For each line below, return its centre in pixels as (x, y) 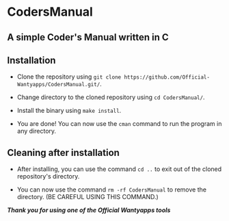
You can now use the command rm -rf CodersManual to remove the (112, 190)
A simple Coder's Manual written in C (88, 37)
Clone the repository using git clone (69, 77)
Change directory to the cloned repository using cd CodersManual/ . (111, 97)
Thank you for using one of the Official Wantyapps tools (89, 210)
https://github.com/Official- (167, 77)
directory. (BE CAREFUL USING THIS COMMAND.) (87, 197)
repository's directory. (48, 177)
